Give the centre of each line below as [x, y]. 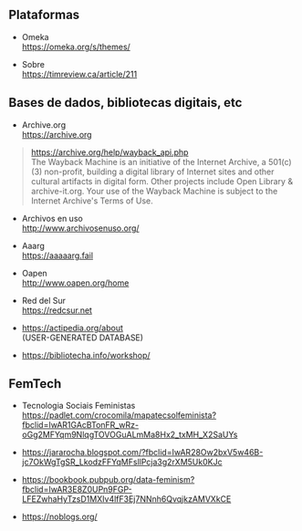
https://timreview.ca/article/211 [79, 74]
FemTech [35, 384]
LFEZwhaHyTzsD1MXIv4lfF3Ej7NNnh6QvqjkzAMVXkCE [126, 499]
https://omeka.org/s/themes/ [76, 47]
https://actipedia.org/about [73, 328]
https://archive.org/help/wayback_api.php [109, 152]
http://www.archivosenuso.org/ [80, 228]
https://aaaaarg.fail [57, 255]
